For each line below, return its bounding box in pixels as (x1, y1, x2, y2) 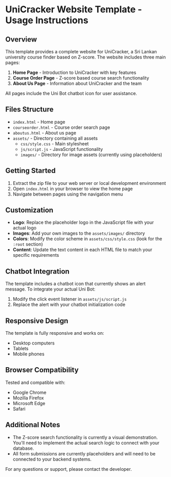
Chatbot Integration (5, 267, 70, 276)
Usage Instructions (5, 14, 89, 26)
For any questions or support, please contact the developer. (5, 466, 132, 472)
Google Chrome (12, 389, 47, 395)
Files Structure (5, 105, 54, 114)
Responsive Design (5, 316, 68, 325)
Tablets (12, 346, 29, 352)
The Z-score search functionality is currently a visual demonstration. (12, 434, 158, 440)
